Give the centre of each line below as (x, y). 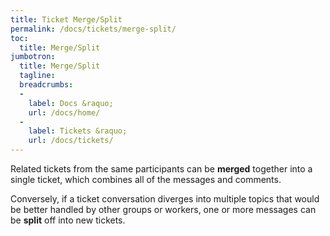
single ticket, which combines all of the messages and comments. (146, 179)
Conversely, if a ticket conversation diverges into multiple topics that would (165, 199)
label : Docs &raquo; (71, 103)
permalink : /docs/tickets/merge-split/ (93, 29)
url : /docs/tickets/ (71, 141)
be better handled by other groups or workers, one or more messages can (163, 209)
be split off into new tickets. (68, 220)
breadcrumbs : (46, 85)
